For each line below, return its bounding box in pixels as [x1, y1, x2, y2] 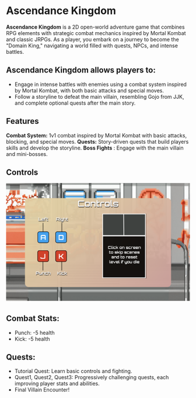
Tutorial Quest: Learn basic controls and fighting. [14, 368, 132, 375]
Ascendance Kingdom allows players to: [6, 65, 156, 75]
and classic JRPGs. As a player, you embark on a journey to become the [6, 36, 179, 43]
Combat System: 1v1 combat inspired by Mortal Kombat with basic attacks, [6, 131, 187, 139]
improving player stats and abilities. [14, 380, 100, 387]
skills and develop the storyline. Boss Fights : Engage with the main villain [6, 144, 184, 151]
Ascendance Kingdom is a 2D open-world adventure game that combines [6, 23, 185, 30]
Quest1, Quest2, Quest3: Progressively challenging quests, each [14, 374, 169, 381]
